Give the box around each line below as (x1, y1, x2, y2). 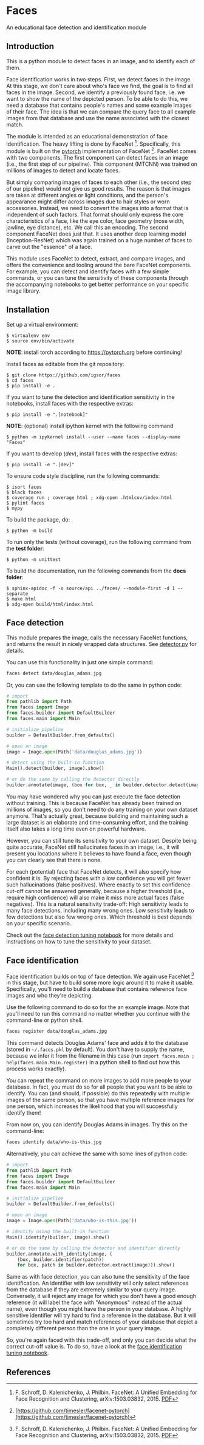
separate (6, 590, 29, 597)
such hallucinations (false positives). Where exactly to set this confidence (6, 881, 191, 888)
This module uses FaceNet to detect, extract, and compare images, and (6, 255, 186, 262)
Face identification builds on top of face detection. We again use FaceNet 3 (6, 971, 194, 980)
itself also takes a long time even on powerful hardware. (6, 825, 147, 832)
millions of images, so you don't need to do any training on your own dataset (6, 806, 198, 813)
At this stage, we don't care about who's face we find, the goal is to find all (6, 82, 193, 89)
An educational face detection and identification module (6, 24, 147, 31)
